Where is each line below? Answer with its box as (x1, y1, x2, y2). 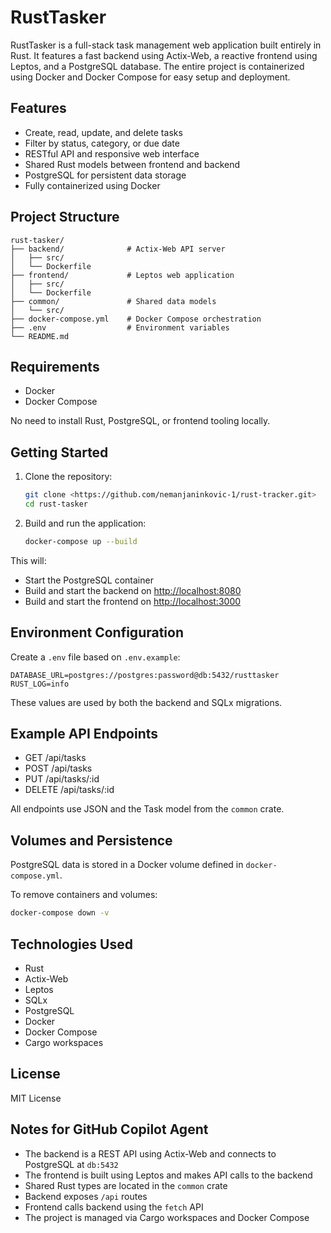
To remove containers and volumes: (10, 889, 158, 901)
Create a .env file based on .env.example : (10, 651, 181, 663)
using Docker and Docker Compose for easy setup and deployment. (10, 71, 291, 83)
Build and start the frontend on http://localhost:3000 (24, 595, 242, 607)
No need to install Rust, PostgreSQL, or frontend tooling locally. (10, 415, 271, 427)
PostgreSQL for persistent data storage (24, 169, 187, 181)
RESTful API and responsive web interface (24, 147, 200, 160)
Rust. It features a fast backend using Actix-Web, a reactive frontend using (10, 49, 318, 61)
